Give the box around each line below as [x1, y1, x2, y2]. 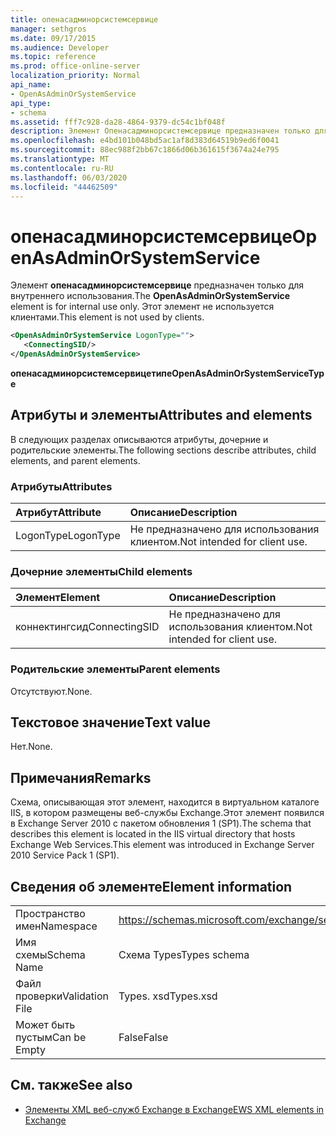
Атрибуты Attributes [10, 479, 113, 493]
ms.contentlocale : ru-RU [10, 163, 114, 173]
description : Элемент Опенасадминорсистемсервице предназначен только [10, 126, 311, 136]
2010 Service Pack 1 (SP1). [10, 849, 120, 861]
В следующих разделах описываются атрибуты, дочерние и [10, 433, 269, 445]
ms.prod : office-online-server [10, 61, 141, 71]
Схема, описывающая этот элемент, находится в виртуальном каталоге [10, 796, 320, 808]
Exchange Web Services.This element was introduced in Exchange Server [10, 839, 315, 851]
